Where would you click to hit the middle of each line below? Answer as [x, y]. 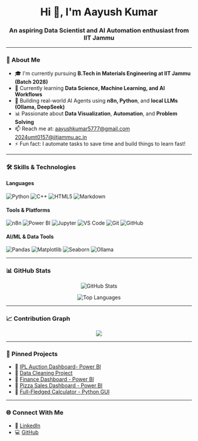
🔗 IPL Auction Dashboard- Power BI [58, 367]
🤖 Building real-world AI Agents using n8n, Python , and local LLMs [96, 100]
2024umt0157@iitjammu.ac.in [51, 137]
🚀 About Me [23, 60]
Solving [24, 122]
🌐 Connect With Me [35, 413]
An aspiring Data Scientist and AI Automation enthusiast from [99, 31]
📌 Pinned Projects [32, 354]
